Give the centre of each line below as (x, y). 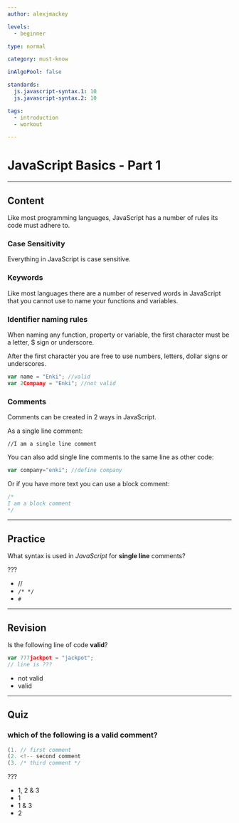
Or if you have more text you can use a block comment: (89, 483)
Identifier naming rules (48, 319)
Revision (27, 628)
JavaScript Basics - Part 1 (84, 166)
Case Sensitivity (36, 243)
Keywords (25, 278)
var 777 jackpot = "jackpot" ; (51, 658)
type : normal (27, 46)
